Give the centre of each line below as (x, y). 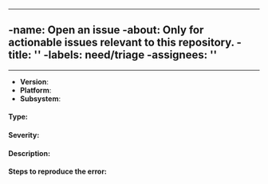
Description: (29, 153)
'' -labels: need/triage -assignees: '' (126, 55)
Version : (34, 81)
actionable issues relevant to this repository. (121, 43)
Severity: (24, 135)
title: (20, 55)
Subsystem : (40, 98)
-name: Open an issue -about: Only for (106, 30)
